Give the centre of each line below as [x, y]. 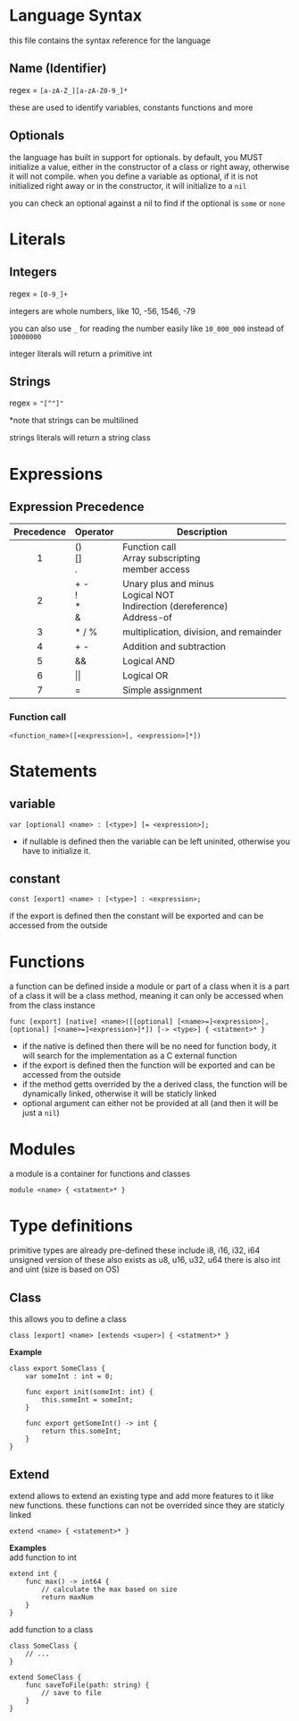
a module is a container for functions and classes [100, 1174]
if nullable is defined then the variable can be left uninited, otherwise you [156, 841]
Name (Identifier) [58, 68]
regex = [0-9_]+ [39, 294]
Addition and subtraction [174, 647]
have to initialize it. [56, 850]
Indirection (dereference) [175, 607]
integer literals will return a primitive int [81, 354]
